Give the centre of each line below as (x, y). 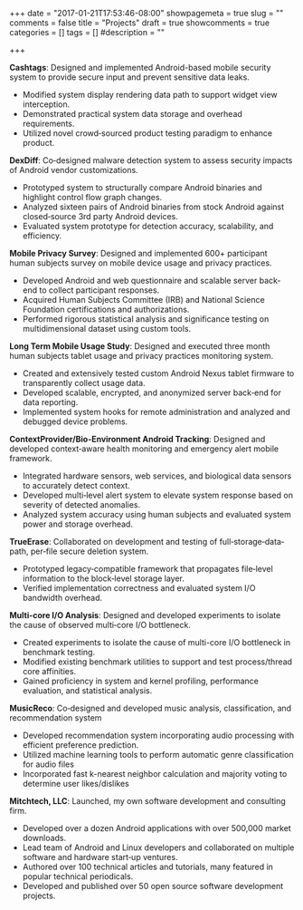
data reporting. (50, 402)
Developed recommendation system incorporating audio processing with (158, 735)
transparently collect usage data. (84, 383)
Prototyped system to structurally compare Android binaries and (142, 188)
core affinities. (49, 671)
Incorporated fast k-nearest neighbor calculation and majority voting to (155, 774)
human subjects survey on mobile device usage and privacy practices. (141, 263)
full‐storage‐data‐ (252, 542)
